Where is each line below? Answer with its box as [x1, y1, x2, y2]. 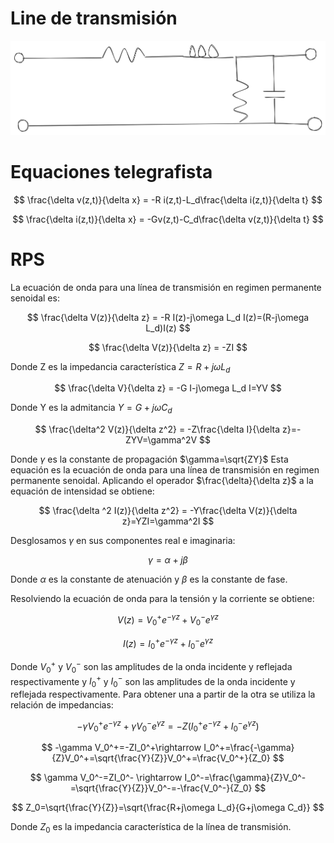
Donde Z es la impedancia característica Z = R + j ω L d [10, 360, 231, 375]
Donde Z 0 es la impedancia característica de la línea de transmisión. [10, 821, 292, 836]
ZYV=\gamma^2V [125, 434, 198, 446]
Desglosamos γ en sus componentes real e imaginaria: [10, 535, 236, 547]
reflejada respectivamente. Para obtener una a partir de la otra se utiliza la [10, 688, 316, 700]
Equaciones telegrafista [10, 160, 213, 183]
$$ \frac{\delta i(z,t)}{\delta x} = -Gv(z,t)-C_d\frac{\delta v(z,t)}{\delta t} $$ [12, 213, 324, 225]
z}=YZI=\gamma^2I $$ [121, 515, 215, 527]
